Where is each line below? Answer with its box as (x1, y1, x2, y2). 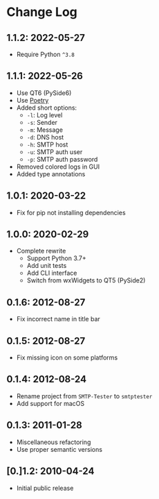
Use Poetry (16, 96, 49, 104)
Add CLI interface (26, 269, 77, 278)
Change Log (6, 4, 77, 20)
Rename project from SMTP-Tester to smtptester (16, 391, 153, 400)
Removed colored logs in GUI (16, 162, 100, 171)
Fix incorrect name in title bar (16, 315, 101, 323)
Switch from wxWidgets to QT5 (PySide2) (26, 276, 146, 285)
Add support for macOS (16, 399, 84, 407)
